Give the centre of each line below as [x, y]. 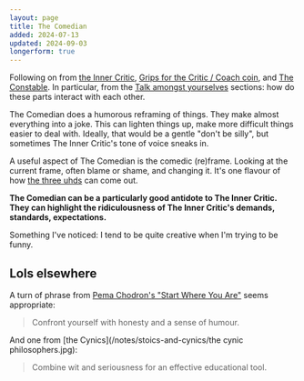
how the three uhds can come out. [74, 180]
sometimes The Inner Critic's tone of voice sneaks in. [109, 144]
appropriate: [33, 305]
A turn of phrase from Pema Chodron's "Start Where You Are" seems [139, 295]
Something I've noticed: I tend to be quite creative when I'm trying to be [144, 235]
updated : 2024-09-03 [49, 43]
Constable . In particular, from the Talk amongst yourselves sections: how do [152, 87]
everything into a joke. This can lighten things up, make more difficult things [152, 125]
